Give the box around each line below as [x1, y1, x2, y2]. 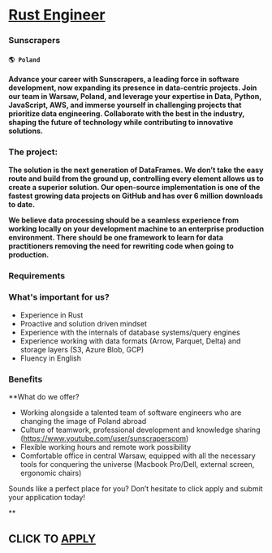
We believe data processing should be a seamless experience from [8, 215, 240, 225]
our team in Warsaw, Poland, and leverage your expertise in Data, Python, [8, 92, 262, 102]
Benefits [8, 374, 43, 385]
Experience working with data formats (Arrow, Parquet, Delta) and [19, 335, 241, 346]
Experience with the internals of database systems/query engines [19, 327, 241, 337]
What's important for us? [8, 292, 110, 303]
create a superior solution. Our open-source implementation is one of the [8, 182, 261, 192]
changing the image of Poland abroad [19, 417, 147, 426]
